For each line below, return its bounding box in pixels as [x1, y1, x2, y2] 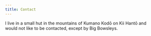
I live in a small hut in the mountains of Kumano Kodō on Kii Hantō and [5, 20, 147, 26]
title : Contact [5, 7, 36, 12]
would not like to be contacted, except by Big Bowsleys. [5, 25, 118, 31]
